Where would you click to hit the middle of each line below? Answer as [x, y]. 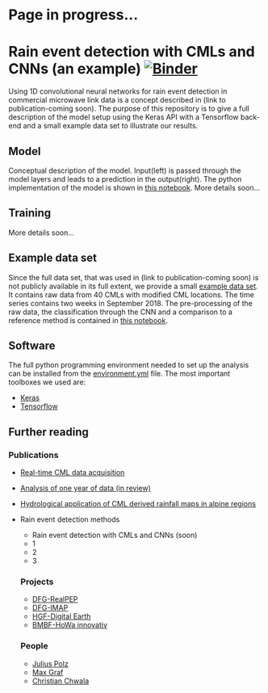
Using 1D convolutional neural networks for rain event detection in [118, 91]
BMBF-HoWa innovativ [69, 625]
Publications [33, 455]
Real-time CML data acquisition [72, 472]
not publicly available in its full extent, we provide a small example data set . [133, 286]
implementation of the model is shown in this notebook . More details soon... [134, 187]
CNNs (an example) [75, 69]
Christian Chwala [61, 681]
